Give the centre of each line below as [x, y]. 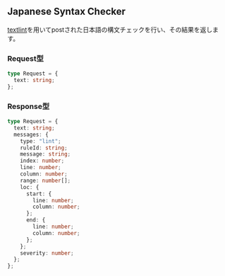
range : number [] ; [45, 180]
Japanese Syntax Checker [66, 12]
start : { [39, 194]
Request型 [26, 58]
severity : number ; [47, 253]
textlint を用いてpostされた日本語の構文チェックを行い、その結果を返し [110, 29]
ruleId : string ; [44, 148]
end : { [36, 220]
